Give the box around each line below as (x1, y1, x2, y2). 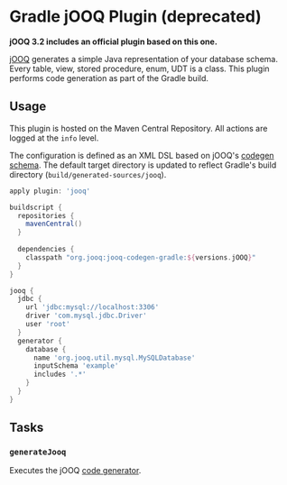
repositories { (17, 211, 75, 220)
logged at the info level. (9, 133, 99, 143)
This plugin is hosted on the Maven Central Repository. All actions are (9, 123, 268, 133)
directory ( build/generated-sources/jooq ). (9, 169, 167, 179)
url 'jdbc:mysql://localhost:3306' (25, 303, 160, 312)
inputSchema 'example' (32, 361, 119, 371)
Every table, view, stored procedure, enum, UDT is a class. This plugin (9, 63, 270, 74)
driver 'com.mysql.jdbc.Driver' (25, 311, 147, 321)
